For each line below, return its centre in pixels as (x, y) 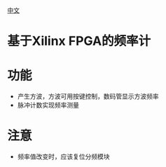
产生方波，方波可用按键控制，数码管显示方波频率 (88, 96)
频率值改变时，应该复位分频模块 (63, 157)
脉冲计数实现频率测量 (48, 105)
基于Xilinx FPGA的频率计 (79, 41)
